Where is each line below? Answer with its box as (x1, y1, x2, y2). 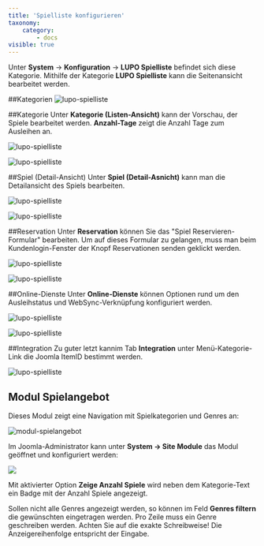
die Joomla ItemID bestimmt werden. (23, 352, 143, 361)
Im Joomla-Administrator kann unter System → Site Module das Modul (8, 441, 239, 451)
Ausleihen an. (8, 127, 53, 136)
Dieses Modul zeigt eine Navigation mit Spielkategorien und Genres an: (8, 411, 239, 421)
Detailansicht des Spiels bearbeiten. (8, 181, 125, 190)
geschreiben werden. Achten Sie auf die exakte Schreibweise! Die (8, 520, 222, 529)
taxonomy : (8, 19, 41, 27)
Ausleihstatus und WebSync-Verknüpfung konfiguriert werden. (8, 297, 213, 308)
